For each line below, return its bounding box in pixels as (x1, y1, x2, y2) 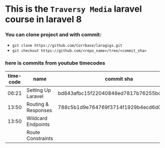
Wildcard (26, 115, 48, 122)
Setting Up (26, 86, 51, 93)
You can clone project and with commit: (5, 31, 102, 38)
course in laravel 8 (5, 14, 82, 25)
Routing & (26, 101, 49, 107)
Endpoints (26, 121, 50, 127)
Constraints (26, 135, 54, 142)
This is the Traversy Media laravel (5, 3, 142, 15)
